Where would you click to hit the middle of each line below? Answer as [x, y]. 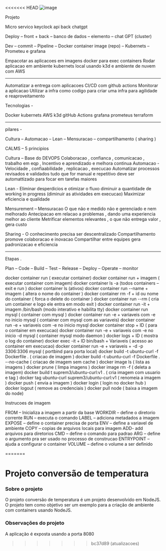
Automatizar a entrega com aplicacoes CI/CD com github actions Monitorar [82, 85]
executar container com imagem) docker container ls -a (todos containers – [82, 283]
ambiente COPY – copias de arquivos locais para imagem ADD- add [74, 428]
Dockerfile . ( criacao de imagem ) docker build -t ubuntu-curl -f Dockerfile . [83, 357]
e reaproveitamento [25, 96]
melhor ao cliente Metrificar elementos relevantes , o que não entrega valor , [83, 219]
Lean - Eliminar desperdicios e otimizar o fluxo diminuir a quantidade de [78, 189]
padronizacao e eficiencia [32, 244]
